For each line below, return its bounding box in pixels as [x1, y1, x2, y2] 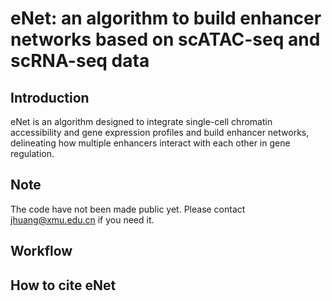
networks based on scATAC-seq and [10, 28, 321, 51]
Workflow [10, 243, 73, 260]
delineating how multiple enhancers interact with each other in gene [10, 137, 291, 149]
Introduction [10, 89, 90, 106]
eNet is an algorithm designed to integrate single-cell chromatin [10, 116, 273, 127]
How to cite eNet [10, 277, 117, 294]
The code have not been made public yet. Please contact [10, 203, 246, 215]
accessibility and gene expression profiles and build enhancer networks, [10, 127, 310, 138]
